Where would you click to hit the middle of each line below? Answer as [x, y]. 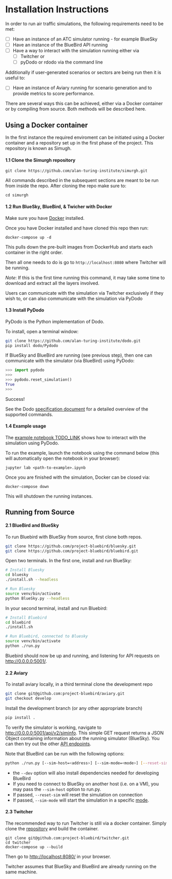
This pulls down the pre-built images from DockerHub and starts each [79, 247]
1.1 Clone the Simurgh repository [40, 160]
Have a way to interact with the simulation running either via [76, 51]
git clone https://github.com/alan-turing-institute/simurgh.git [76, 171]
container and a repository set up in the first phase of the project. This [79, 143]
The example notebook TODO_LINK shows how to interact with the [76, 438]
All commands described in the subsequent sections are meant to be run [82, 180]
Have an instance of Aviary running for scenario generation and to [82, 88]
